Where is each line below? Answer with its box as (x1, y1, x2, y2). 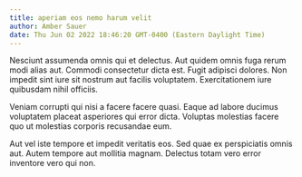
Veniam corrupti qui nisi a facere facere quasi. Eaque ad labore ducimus (9, 102, 278, 113)
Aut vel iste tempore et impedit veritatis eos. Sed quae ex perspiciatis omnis (9, 138, 293, 150)
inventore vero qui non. (9, 158, 96, 169)
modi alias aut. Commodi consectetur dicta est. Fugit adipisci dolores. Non (9, 64, 287, 75)
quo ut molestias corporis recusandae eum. (9, 121, 172, 132)
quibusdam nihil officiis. (9, 84, 98, 95)
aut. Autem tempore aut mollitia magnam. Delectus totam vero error (9, 148, 261, 159)
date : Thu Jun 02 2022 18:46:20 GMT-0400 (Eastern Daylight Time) (9, 30, 266, 39)
